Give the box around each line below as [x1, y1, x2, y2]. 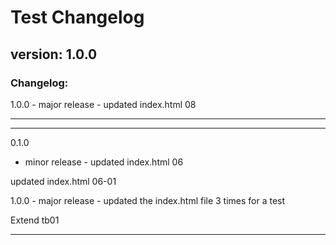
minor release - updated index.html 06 [24, 156, 184, 168]
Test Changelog [10, 6, 145, 29]
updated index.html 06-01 [10, 175, 117, 187]
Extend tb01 [10, 214, 60, 226]
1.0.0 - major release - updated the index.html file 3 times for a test [10, 194, 286, 206]
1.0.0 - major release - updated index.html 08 [10, 98, 197, 110]
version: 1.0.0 [10, 46, 98, 63]
